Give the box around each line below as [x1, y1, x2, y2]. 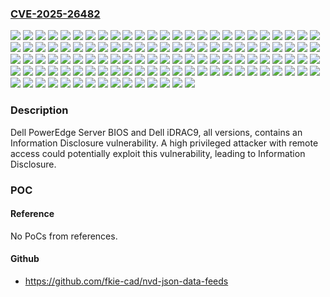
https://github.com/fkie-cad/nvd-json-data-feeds [24, 275, 229, 287]
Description [10, 103, 69, 117]
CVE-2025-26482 [10, 7, 101, 21]
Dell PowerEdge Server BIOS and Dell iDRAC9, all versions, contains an [10, 126, 303, 138]
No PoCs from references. [10, 230, 118, 242]
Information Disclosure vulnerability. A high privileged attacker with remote [10, 137, 319, 149]
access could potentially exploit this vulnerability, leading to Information [10, 147, 306, 159]
